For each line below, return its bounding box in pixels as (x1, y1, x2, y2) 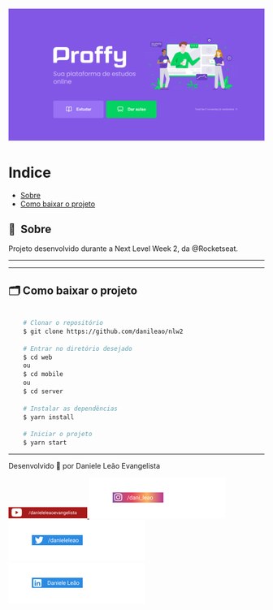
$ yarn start (23, 439, 67, 447)
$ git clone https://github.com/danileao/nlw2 (23, 327, 184, 335)
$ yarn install (23, 413, 75, 422)
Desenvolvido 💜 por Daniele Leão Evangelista (8, 461, 161, 471)
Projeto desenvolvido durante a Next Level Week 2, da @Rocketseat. (8, 244, 238, 253)
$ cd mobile (23, 370, 63, 379)
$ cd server (23, 387, 63, 396)
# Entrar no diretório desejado (23, 344, 132, 353)
